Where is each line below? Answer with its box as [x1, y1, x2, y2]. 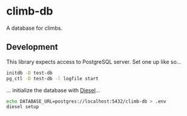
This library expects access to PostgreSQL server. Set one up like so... [6, 58, 182, 65]
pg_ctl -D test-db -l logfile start [6, 75, 99, 81]
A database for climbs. [6, 24, 63, 32]
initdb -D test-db [6, 70, 53, 76]
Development [6, 42, 59, 52]
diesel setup [6, 104, 39, 110]
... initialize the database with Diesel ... [6, 86, 100, 94]
